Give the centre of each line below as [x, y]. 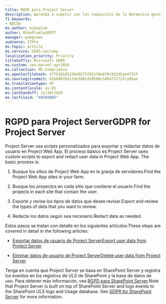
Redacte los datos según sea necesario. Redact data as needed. [77, 216]
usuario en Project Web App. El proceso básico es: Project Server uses [77, 151]
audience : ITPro [22, 42]
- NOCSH [13, 24]
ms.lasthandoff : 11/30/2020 [34, 93]
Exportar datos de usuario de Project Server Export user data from [79, 241]
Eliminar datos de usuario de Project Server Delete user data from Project [86, 255]
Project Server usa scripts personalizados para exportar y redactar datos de [83, 146]
